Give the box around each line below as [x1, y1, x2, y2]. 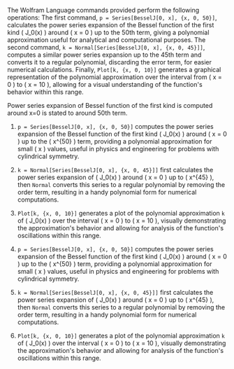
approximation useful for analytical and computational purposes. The [7, 36, 206, 44]
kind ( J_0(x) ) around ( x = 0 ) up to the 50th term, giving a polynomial [7, 28, 210, 36]
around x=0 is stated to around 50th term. [7, 109, 128, 117]
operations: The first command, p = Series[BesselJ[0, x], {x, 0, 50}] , [7, 13, 217, 22]
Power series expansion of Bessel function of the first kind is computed [7, 102, 213, 109]
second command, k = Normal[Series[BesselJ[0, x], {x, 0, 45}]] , [7, 43, 205, 51]
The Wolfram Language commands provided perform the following [7, 6, 200, 14]
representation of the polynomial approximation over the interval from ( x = [7, 73, 222, 81]
